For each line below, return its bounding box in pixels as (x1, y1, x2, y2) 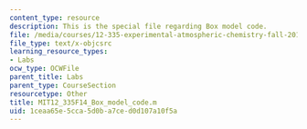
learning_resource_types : (9, 47, 108, 56)
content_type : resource (9, 13, 101, 23)
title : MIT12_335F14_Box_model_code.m (9, 97, 157, 107)
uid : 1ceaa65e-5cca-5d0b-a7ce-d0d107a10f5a (9, 106, 178, 115)
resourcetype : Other (9, 89, 89, 98)
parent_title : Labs (9, 73, 84, 82)
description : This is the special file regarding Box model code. (9, 22, 268, 31)
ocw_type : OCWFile (9, 64, 79, 74)
